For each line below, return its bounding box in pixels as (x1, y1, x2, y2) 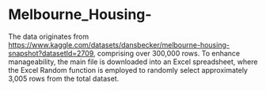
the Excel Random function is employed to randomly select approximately (8, 65, 248, 74)
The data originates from (8, 32, 89, 41)
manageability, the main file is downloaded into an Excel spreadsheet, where (8, 57, 258, 66)
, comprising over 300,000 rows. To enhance (93, 48, 240, 58)
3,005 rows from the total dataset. (8, 74, 120, 83)
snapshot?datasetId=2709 (8, 48, 93, 58)
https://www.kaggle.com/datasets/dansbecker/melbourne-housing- (8, 40, 230, 49)
